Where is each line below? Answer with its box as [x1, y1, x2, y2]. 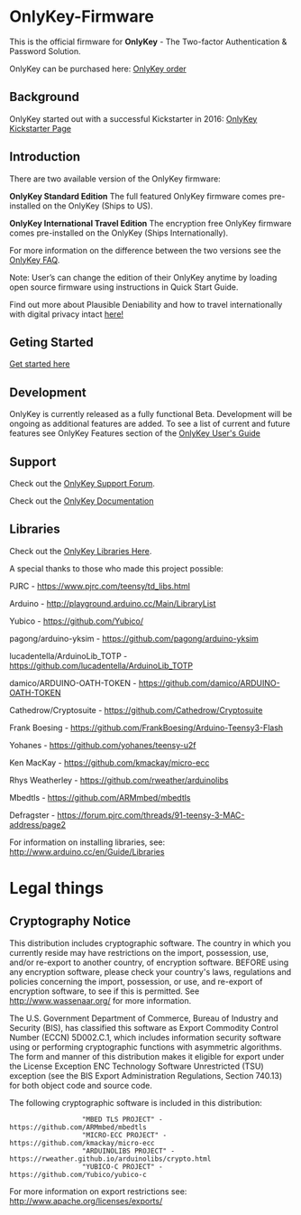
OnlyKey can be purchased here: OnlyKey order [9, 63, 187, 74]
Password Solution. [9, 45, 81, 56]
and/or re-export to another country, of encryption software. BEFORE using [9, 957, 289, 968]
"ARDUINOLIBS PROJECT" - [81, 1146, 176, 1155]
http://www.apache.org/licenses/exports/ [9, 1195, 163, 1206]
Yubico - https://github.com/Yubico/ [9, 616, 144, 626]
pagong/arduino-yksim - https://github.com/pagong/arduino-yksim [9, 633, 259, 644]
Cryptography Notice [9, 914, 132, 929]
